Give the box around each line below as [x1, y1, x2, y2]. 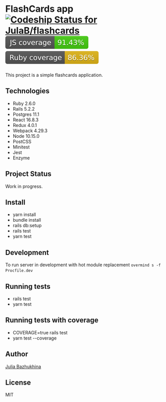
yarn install [12, 211, 36, 218]
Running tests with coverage [5, 316, 99, 325]
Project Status [5, 170, 52, 178]
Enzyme [12, 155, 30, 161]
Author [5, 350, 28, 358]
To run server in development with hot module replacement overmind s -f [5, 262, 161, 268]
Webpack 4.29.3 [12, 128, 48, 134]
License [5, 378, 31, 387]
